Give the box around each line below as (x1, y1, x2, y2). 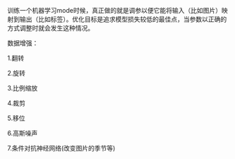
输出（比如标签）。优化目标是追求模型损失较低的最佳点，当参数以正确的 (19, 15, 227, 23)
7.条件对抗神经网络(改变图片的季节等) (7, 144, 116, 152)
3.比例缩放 (7, 84, 38, 92)
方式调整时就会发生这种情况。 (7, 24, 94, 32)
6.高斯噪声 (7, 129, 38, 137)
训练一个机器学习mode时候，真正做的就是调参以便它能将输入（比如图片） (7, 6, 222, 14)
